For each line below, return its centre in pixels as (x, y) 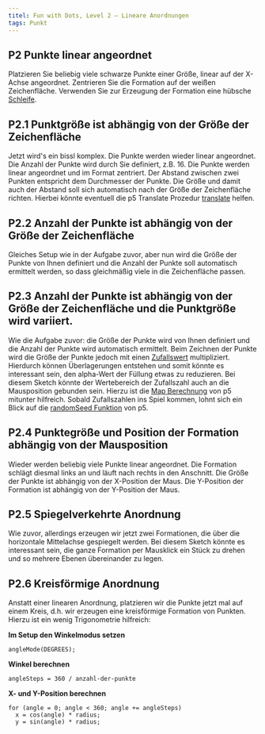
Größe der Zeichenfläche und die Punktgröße (122, 309)
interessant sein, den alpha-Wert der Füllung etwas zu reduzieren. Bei (122, 374)
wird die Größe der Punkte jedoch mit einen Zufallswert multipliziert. (119, 357)
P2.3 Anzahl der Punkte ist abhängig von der (121, 296)
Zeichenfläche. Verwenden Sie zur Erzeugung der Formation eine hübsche (130, 91)
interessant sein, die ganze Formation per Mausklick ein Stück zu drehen (127, 550)
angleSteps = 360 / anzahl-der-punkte (72, 679)
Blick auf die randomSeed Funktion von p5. (78, 407)
